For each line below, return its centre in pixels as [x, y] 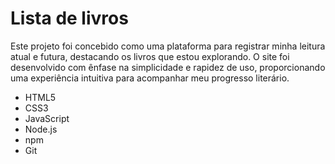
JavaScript [47, 118]
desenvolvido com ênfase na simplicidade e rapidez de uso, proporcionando [168, 67]
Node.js [41, 129]
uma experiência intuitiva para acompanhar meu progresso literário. [150, 78]
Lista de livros [69, 18]
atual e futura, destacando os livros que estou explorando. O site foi [150, 56]
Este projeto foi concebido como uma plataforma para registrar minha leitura [168, 46]
